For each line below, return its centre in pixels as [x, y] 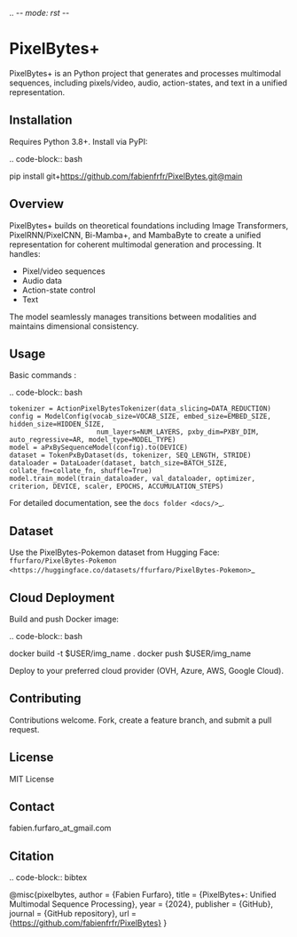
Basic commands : [43, 375]
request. [24, 729]
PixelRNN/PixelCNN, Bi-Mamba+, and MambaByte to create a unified [135, 235]
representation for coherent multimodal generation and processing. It [135, 244]
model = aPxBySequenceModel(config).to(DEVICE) [99, 448]
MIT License [32, 779]
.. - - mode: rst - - [39, 13]
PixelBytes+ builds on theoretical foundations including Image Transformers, [149, 225]
